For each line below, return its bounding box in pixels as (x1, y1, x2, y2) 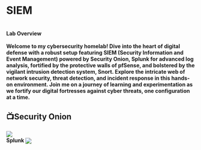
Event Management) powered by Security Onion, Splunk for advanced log (6, 55, 194, 62)
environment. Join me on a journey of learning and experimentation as (14, 80, 193, 88)
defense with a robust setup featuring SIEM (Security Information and (6, 49, 184, 56)
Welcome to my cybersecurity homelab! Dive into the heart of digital (6, 43, 181, 50)
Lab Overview (6, 29, 42, 37)
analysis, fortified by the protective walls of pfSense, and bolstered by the (6, 61, 195, 69)
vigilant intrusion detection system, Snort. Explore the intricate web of (6, 68, 185, 75)
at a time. (6, 94, 30, 101)
